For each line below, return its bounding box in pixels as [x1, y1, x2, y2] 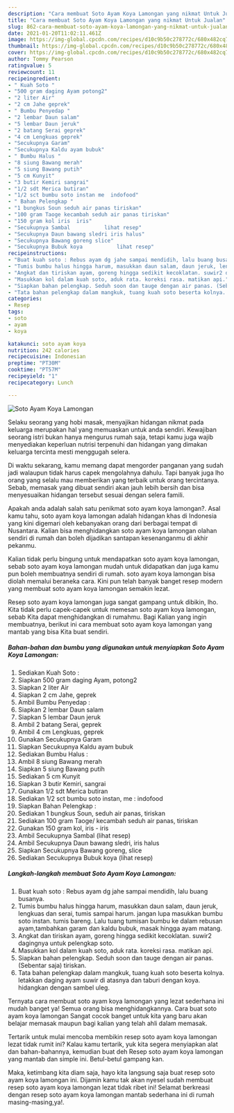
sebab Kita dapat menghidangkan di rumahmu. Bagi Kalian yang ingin [8, 613, 207, 621]
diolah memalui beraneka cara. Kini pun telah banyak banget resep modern [8, 576, 223, 585]
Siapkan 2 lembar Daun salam [17, 705, 103, 714]
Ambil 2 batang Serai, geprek [17, 720, 102, 728]
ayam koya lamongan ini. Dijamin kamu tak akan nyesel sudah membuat [8, 1075, 213, 1084]
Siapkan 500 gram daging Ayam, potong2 [17, 675, 137, 684]
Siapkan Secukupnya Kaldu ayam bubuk [17, 742, 134, 751]
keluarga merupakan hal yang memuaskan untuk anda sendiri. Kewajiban [8, 425, 217, 433]
